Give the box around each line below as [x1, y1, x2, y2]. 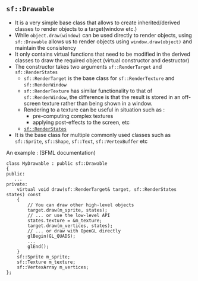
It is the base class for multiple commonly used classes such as [14, 131, 171, 138]
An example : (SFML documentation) [6, 149, 96, 156]
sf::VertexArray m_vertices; [17, 264, 89, 270]
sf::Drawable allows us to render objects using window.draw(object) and [14, 38, 192, 45]
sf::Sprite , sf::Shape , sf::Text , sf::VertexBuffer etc [14, 138, 148, 145]
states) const [6, 191, 42, 197]
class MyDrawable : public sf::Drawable [6, 160, 108, 167]
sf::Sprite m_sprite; [17, 254, 70, 260]
